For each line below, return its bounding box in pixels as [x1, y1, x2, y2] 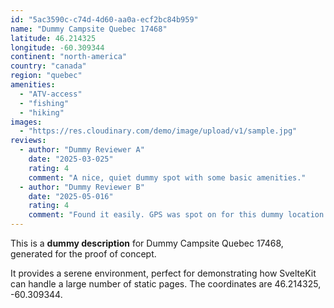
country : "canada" [10, 61, 87, 71]
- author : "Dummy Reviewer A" [19, 145, 145, 155]
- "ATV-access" [19, 89, 83, 99]
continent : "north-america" [10, 52, 128, 62]
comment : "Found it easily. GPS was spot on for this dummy [28, 210, 284, 220]
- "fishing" [19, 98, 70, 108]
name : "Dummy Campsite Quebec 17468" [10, 24, 168, 34]
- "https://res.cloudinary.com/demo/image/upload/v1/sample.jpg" [19, 126, 298, 136]
